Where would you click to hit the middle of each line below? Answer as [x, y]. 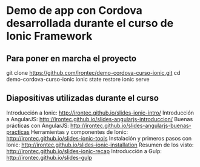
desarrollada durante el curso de [90, 23]
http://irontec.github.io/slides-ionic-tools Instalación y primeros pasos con [99, 138]
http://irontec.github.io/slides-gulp [49, 157]
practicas [18, 132]
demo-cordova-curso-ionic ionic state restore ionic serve [78, 79]
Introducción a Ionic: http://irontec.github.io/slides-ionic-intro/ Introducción [100, 113]
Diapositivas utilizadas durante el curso [83, 98]
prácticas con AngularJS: [38, 125]
